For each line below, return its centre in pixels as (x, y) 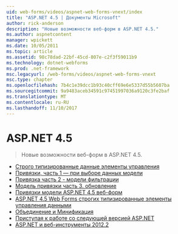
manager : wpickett (29, 40)
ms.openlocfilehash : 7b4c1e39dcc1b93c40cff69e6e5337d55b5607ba (88, 86)
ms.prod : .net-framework (38, 68)
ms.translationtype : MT (36, 97)
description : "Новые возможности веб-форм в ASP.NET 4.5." (83, 29)
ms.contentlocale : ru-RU (38, 102)
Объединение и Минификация (54, 212)
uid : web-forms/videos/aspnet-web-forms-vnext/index (74, 12)
